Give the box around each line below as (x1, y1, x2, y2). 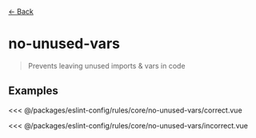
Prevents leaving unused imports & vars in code (27, 61, 186, 70)
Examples (8, 84, 58, 98)
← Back (8, 7, 34, 16)
